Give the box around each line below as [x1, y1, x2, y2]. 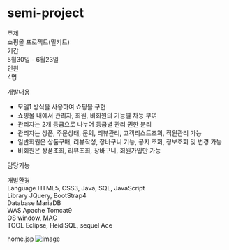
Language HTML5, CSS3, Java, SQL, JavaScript [7, 183, 145, 192]
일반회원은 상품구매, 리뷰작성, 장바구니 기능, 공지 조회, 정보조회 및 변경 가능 [17, 137, 222, 146]
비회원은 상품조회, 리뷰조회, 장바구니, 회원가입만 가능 [17, 146, 161, 155]
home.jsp [7, 235, 34, 243]
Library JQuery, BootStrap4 [7, 191, 87, 200]
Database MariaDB [7, 198, 61, 207]
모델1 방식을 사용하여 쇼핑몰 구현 [17, 102, 106, 111]
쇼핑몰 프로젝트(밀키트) [7, 37, 70, 46]
